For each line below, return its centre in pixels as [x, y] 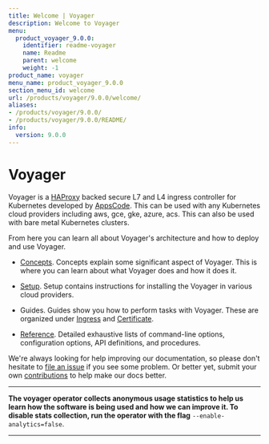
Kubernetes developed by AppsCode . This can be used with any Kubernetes [134, 205]
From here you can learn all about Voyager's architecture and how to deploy [134, 238]
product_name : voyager [46, 75]
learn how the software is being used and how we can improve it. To [123, 406]
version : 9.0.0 [41, 135]
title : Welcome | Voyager [51, 16]
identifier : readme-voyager [69, 46]
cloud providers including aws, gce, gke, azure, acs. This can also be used [131, 214]
